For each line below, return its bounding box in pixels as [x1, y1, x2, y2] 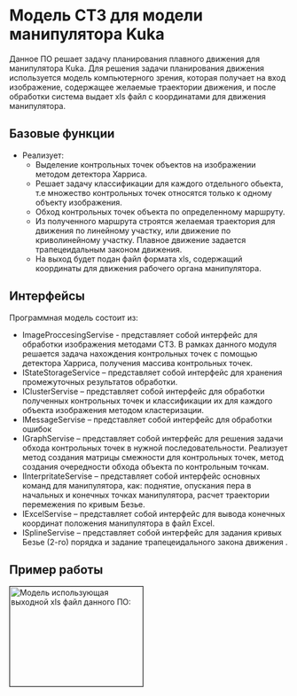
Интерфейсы [9, 289, 86, 304]
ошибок [21, 423, 52, 434]
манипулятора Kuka [9, 24, 165, 44]
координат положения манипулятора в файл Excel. [21, 518, 215, 528]
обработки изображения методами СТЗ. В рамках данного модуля [21, 339, 277, 349]
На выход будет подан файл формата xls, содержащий [35, 254, 243, 264]
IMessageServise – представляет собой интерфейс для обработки [21, 414, 272, 425]
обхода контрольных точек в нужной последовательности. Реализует [21, 442, 288, 453]
